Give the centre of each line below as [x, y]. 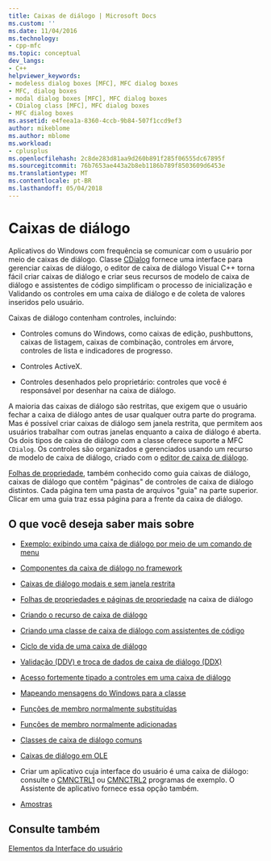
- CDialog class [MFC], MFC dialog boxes [79, 106]
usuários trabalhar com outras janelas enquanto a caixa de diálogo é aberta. [135, 432]
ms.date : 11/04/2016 [43, 31]
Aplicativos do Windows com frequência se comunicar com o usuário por [130, 250]
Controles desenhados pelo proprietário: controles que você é [123, 382]
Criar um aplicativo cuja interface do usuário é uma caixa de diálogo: [134, 771]
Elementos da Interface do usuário [66, 849]
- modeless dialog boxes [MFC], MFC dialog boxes [94, 83]
